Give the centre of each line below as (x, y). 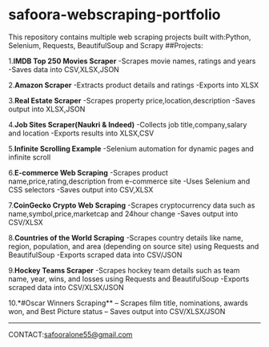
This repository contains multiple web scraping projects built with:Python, (130, 37)
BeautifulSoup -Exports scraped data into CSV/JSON (95, 255)
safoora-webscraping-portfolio (115, 15)
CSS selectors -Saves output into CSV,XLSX (81, 189)
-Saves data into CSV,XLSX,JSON (64, 69)
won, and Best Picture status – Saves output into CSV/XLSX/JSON (117, 311)
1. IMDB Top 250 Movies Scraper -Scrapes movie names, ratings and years (132, 61)
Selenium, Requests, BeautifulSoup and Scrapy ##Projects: (106, 45)
